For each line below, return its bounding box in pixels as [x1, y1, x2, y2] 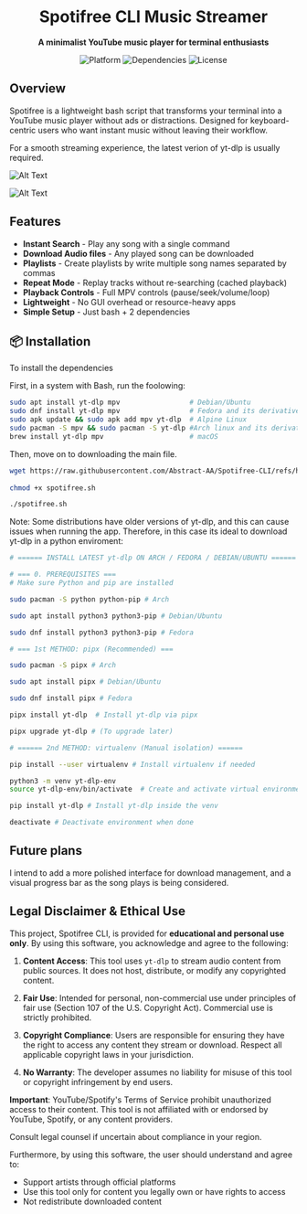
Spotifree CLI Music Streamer [39, 6, 268, 27]
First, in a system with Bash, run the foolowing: [9, 380, 185, 391]
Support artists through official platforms [22, 1177, 176, 1187]
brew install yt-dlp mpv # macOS [9, 431, 219, 441]
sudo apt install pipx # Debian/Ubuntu [9, 677, 162, 687]
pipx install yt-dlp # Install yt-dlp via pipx [9, 710, 198, 719]
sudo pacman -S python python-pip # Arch [9, 594, 170, 604]
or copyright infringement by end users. [22, 1076, 174, 1087]
